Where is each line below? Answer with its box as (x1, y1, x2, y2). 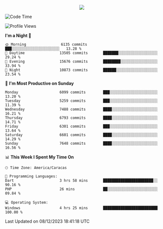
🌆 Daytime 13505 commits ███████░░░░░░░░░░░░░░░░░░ (5, 51, 158, 56)
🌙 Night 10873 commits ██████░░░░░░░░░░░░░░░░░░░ (5, 68, 158, 73)
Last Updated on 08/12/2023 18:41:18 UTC (5, 218, 90, 224)
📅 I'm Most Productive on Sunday (5, 80, 74, 86)
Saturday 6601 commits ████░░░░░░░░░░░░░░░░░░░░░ (5, 133, 158, 137)
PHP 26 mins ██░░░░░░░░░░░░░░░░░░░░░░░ (5, 187, 158, 191)
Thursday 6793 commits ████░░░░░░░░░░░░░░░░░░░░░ (5, 115, 158, 120)
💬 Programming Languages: (5, 174, 57, 179)
